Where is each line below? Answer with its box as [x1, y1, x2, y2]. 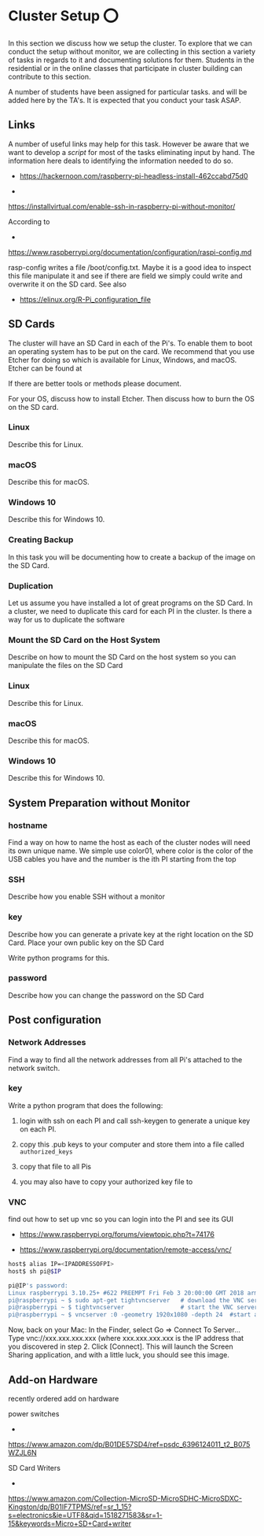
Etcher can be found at [8, 364, 82, 373]
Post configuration [8, 1014, 102, 1027]
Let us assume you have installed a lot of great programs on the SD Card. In [8, 598, 253, 607]
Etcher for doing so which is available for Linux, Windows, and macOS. [8, 355, 237, 364]
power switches [8, 1409, 60, 1419]
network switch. [8, 1063, 60, 1073]
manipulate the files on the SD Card [8, 661, 123, 670]
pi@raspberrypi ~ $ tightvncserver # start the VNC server [8, 1304, 258, 1312]
